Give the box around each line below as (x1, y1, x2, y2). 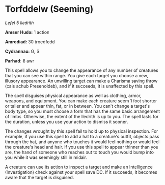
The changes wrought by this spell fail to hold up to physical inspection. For (5, 128, 158, 134)
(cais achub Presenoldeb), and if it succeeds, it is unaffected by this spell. (5, 83, 155, 89)
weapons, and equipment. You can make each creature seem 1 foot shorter (5, 97, 157, 104)
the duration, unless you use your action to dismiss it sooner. (5, 119, 128, 124)
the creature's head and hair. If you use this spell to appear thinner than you (5, 144, 159, 150)
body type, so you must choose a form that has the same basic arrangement (5, 108, 160, 114)
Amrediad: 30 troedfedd (5, 38, 55, 45)
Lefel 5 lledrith (5, 20, 34, 26)
